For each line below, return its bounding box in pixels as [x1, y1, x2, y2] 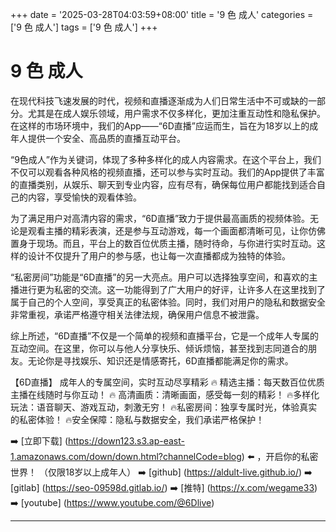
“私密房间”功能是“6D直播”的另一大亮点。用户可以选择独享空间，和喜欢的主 [10, 271, 318, 283]
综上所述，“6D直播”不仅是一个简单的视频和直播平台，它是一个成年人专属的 [10, 329, 320, 342]
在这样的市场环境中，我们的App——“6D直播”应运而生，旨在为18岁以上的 [10, 119, 310, 132]
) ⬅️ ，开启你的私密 [241, 450, 319, 462]
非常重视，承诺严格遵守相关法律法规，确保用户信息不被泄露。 [10, 308, 265, 320]
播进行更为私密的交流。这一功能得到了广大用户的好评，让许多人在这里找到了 [10, 283, 326, 295]
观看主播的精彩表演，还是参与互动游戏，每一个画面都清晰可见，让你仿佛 [27, 224, 326, 237]
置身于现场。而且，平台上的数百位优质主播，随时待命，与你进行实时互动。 [10, 237, 317, 249]
